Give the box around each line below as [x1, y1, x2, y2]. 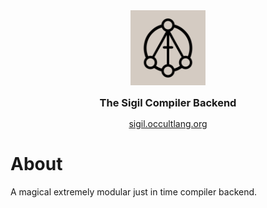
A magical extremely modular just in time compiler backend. [10, 185, 258, 198]
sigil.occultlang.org [128, 118, 208, 129]
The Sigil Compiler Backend [99, 96, 237, 109]
